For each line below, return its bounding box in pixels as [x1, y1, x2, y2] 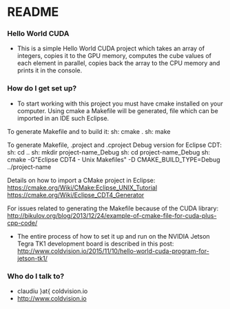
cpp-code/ [7, 219, 38, 227]
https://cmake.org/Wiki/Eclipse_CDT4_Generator [7, 190, 145, 199]
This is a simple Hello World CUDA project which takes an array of [17, 44, 205, 52]
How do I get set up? [7, 83, 77, 93]
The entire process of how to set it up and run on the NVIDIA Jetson [17, 232, 210, 240]
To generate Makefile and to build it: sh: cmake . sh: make [7, 127, 171, 135]
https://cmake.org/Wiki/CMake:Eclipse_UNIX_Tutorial [7, 183, 158, 192]
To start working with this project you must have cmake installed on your [17, 99, 224, 108]
